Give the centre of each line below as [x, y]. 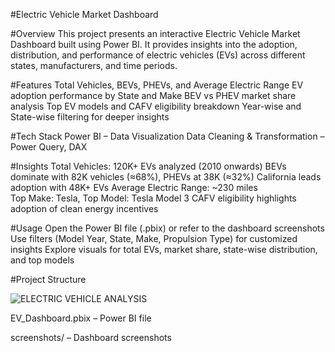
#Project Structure [48, 279]
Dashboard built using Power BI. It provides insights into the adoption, [154, 44]
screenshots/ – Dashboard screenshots [91, 337]
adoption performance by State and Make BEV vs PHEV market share [153, 95]
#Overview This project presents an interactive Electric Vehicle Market [155, 33]
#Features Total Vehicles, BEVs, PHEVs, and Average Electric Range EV [157, 85]
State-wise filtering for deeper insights [90, 117]
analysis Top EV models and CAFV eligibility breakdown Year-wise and [156, 106]
